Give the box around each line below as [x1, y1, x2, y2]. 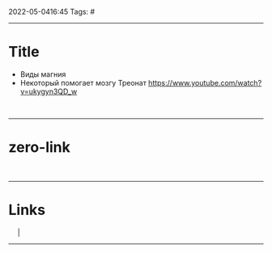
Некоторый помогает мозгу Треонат [19, 78, 147, 87]
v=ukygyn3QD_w [19, 86, 78, 96]
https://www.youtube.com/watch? [148, 78, 262, 87]
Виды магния [19, 69, 66, 79]
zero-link [8, 138, 70, 157]
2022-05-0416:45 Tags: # [8, 7, 96, 16]
